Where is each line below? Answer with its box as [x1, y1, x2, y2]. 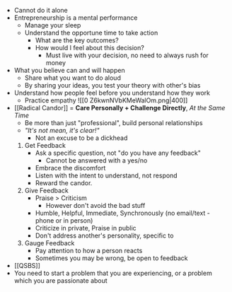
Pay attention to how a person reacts [35, 247, 143, 255]
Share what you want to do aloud [24, 74, 122, 82]
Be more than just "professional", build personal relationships [24, 119, 203, 127]
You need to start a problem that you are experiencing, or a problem [13, 269, 212, 277]
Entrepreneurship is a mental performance [13, 13, 138, 22]
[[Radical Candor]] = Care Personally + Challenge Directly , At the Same [13, 104, 226, 112]
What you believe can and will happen [13, 66, 125, 74]
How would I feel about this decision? [35, 44, 145, 52]
